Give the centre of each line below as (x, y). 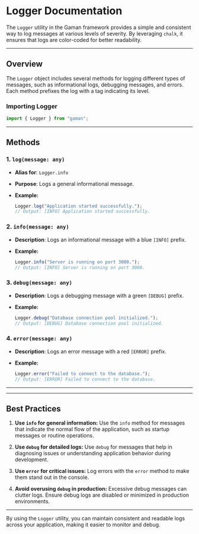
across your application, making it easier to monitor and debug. (84, 525)
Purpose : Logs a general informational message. (74, 184)
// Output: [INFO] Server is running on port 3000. (80, 268)
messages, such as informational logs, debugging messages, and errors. (95, 85)
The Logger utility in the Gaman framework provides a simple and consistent (99, 27)
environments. (32, 501)
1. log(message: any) (36, 159)
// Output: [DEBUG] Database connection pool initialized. (89, 323)
